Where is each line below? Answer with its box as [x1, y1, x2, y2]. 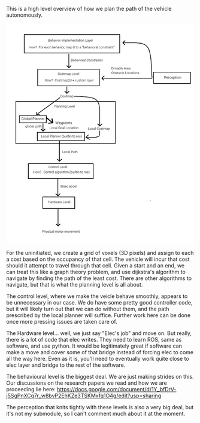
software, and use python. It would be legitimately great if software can [6, 342, 183, 349]
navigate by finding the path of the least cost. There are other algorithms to [6, 275, 192, 282]
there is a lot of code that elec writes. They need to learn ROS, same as [6, 336, 182, 343]
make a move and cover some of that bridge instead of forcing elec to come [6, 348, 194, 355]
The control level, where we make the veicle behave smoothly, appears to [6, 293, 188, 300]
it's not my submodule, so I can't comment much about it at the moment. [6, 410, 186, 417]
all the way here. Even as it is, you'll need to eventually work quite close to [6, 355, 190, 362]
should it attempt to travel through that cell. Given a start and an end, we [6, 261, 184, 269]
